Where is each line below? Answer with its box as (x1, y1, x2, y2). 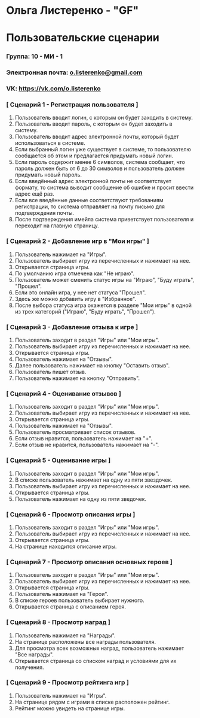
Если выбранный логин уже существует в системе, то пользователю (14, 146, 191, 153)
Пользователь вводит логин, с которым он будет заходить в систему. (14, 114, 193, 121)
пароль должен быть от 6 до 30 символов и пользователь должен (14, 165, 185, 172)
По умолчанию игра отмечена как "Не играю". (14, 270, 135, 277)
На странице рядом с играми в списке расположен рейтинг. (14, 698, 170, 705)
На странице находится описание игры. (14, 543, 117, 550)
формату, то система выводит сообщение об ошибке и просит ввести (14, 184, 194, 191)
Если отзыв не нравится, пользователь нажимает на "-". (14, 441, 159, 449)
